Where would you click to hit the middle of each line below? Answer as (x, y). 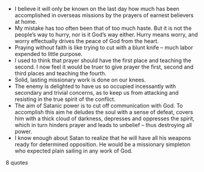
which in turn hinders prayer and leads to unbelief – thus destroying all (103, 125)
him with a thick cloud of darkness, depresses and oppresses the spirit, (104, 119)
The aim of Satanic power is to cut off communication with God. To (99, 105)
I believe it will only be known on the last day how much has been (97, 9)
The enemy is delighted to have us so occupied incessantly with (95, 86)
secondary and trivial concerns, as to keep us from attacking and (97, 93)
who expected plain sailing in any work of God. (73, 151)
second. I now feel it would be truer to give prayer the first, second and (104, 67)
